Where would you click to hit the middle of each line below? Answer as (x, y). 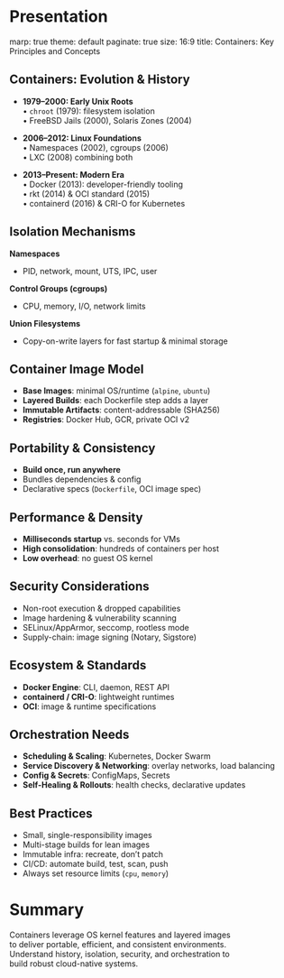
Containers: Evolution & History (100, 80)
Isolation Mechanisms (73, 232)
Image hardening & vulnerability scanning (100, 618)
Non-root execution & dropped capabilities (101, 608)
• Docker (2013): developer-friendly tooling (102, 184)
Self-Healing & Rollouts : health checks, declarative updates (134, 785)
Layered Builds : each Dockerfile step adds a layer (115, 401)
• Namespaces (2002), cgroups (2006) (96, 147)
